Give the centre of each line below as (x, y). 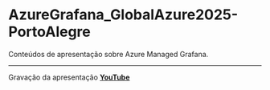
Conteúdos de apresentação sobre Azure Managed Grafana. (108, 54)
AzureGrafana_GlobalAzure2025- (123, 15)
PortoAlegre (49, 32)
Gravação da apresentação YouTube (69, 77)
